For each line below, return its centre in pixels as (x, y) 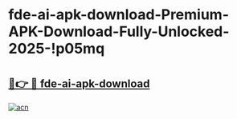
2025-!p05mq (57, 49)
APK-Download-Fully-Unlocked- (119, 32)
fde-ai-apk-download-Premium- (119, 15)
